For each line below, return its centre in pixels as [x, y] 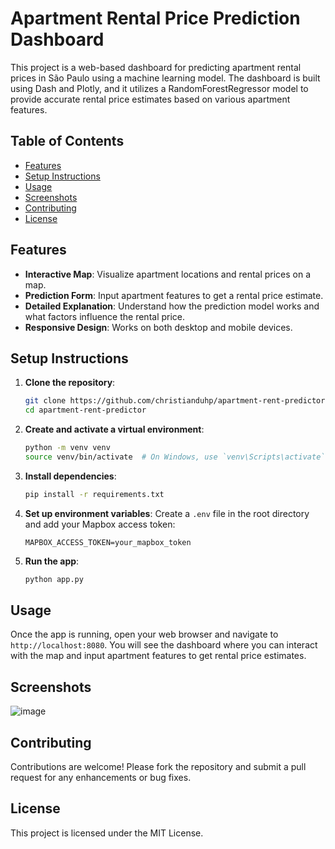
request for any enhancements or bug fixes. [101, 778]
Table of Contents [67, 141]
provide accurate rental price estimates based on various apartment [150, 99]
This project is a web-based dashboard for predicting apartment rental [156, 67]
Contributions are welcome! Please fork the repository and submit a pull [158, 767]
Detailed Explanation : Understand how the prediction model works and [172, 306]
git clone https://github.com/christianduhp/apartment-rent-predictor [175, 401]
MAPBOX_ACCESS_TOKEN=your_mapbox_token [108, 542]
